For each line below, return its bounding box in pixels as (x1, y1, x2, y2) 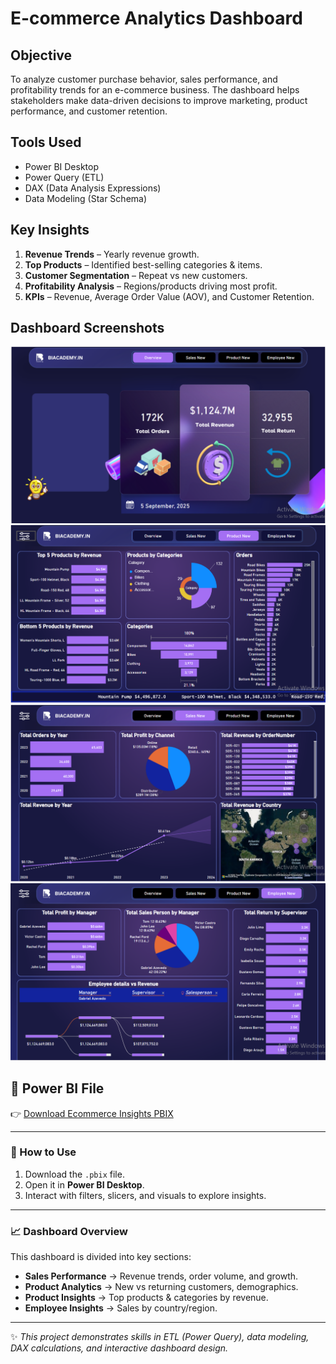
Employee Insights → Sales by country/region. (24, 1302, 218, 1314)
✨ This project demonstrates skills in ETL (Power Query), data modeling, (10, 1331, 310, 1343)
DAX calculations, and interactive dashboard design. (10, 1342, 229, 1354)
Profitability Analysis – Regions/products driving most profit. (24, 280, 278, 292)
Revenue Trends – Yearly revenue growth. (24, 248, 200, 260)
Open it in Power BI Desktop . (24, 1178, 145, 1191)
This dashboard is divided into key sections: (10, 1251, 192, 1263)
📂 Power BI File (10, 1080, 105, 1097)
